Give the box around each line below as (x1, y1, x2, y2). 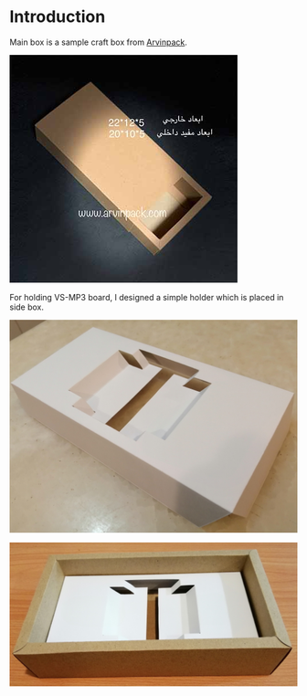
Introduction (9, 6, 106, 27)
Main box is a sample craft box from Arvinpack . (9, 37, 187, 47)
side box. (9, 301, 44, 312)
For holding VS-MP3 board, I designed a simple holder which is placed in (9, 291, 284, 302)
